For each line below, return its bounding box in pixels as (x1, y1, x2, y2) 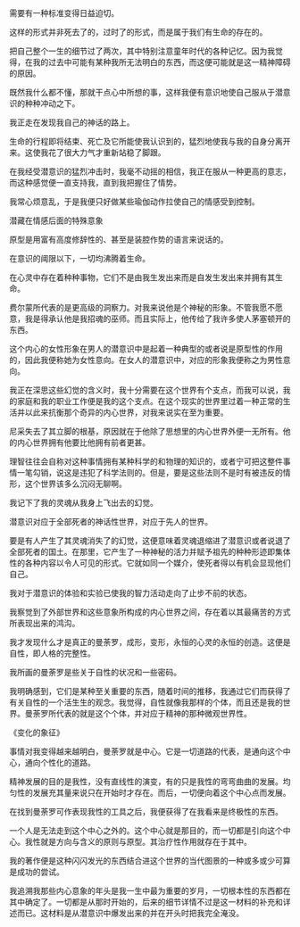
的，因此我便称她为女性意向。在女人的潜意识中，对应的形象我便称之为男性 (9, 355, 283, 365)
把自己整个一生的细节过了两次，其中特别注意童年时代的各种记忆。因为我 (9, 46, 275, 56)
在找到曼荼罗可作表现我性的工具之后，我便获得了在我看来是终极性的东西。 (9, 807, 283, 816)
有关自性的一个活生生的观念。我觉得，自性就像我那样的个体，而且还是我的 (9, 697, 283, 708)
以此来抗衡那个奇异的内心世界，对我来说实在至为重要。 (24, 407, 229, 418)
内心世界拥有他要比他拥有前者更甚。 (16, 437, 150, 448)
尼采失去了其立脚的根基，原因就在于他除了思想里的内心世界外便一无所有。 (9, 426, 283, 436)
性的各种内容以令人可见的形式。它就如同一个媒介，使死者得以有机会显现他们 (9, 558, 291, 568)
